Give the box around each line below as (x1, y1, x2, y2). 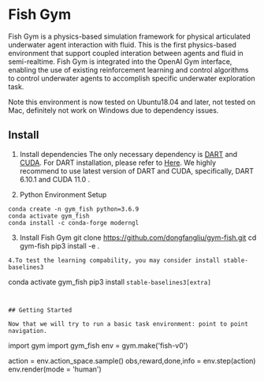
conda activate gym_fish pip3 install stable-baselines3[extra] (8, 277, 211, 286)
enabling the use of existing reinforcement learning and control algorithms (8, 65, 249, 74)
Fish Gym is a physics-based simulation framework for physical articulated (8, 32, 251, 41)
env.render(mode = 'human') (8, 364, 102, 374)
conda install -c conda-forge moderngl (8, 219, 139, 226)
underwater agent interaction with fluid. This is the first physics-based (8, 39, 236, 49)
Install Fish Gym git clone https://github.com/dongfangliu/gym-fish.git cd (19, 233, 257, 242)
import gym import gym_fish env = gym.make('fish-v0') (8, 341, 188, 350)
